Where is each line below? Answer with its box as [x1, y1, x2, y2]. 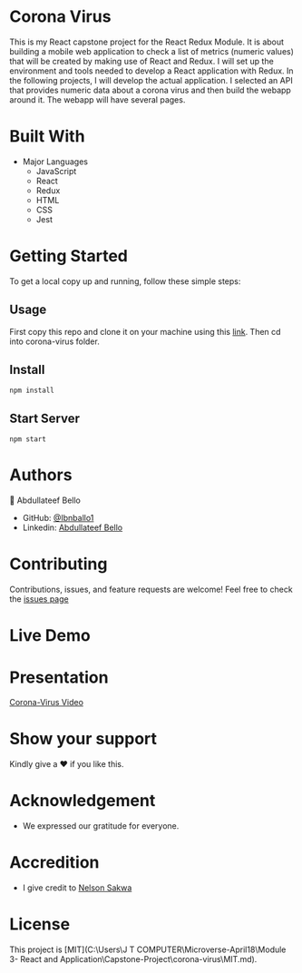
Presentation [9, 667, 109, 687]
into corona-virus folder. [9, 336, 100, 347]
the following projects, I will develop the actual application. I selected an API [9, 74, 293, 85]
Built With [9, 126, 85, 147]
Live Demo [9, 625, 91, 646]
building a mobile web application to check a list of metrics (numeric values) [9, 45, 295, 56]
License [9, 914, 71, 935]
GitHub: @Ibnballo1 [22, 513, 94, 524]
